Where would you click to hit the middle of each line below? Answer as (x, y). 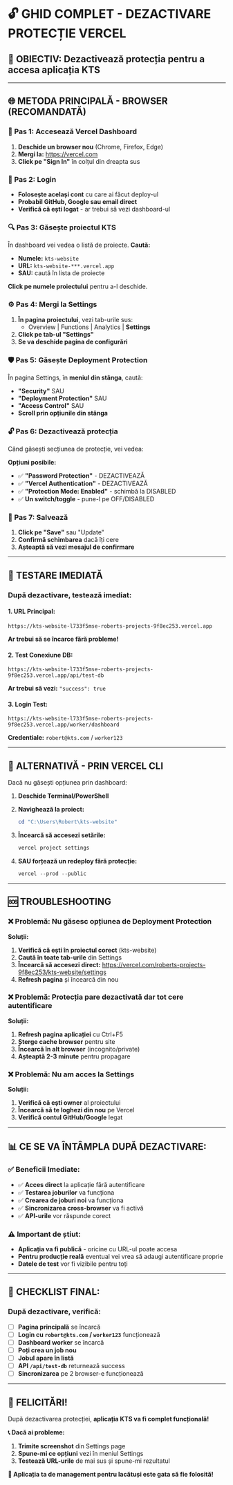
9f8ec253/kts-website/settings (62, 972)
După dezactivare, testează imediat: (70, 595)
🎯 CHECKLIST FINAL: (54, 1292)
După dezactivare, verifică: (54, 1311)
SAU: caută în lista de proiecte (61, 273)
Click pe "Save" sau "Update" (61, 532)
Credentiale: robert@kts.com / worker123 (65, 738)
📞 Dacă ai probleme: (36, 1432)
